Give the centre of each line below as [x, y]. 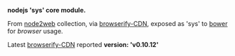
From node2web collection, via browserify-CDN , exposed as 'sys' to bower [117, 23]
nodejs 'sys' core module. [47, 10]
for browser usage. [35, 31]
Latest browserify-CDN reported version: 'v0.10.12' [83, 44]
